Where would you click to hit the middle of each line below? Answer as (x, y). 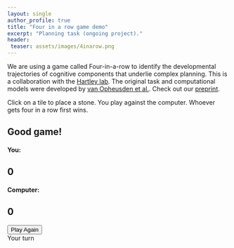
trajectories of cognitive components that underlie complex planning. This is (117, 74)
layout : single (30, 14)
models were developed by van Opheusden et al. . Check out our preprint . (113, 89)
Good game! (34, 132)
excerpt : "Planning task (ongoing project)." (75, 33)
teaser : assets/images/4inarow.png (62, 46)
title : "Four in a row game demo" (58, 27)
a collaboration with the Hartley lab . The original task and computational (111, 81)
